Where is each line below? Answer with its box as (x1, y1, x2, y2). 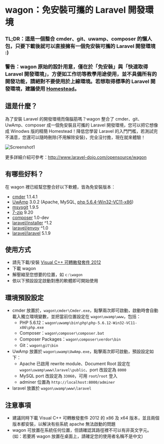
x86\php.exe (19, 325, 44, 330)
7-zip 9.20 (12, 209, 33, 215)
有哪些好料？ (5, 170, 44, 178)
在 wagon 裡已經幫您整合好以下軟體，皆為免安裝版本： (5, 184, 116, 190)
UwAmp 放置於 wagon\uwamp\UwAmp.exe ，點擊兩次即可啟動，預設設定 (12, 348, 150, 354)
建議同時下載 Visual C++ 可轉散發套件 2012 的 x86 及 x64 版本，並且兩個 (12, 415, 160, 421)
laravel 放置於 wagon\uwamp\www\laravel (12, 385, 92, 391)
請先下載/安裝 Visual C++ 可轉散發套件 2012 (12, 259, 101, 265)
